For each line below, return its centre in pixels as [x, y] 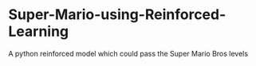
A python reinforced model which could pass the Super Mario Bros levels [128, 53]
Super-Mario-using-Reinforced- [117, 15]
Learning [39, 31]
